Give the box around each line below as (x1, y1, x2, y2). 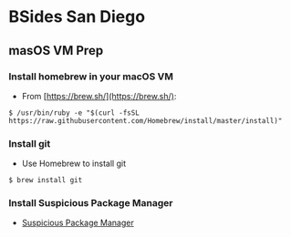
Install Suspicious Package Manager (8, 197, 173, 210)
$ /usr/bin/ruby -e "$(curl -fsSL (8, 108, 140, 118)
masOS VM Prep (8, 43, 104, 58)
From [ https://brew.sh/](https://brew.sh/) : (21, 90, 177, 101)
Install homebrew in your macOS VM (8, 70, 174, 83)
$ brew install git (8, 176, 83, 185)
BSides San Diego (8, 6, 146, 27)
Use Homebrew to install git (21, 158, 127, 170)
